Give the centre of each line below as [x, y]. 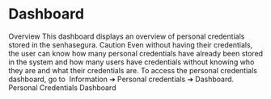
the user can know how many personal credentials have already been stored [136, 53]
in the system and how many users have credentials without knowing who [131, 62]
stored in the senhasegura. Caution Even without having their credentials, [131, 44]
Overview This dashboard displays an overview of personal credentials [127, 36]
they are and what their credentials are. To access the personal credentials [133, 70]
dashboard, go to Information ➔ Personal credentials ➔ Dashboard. [121, 79]
